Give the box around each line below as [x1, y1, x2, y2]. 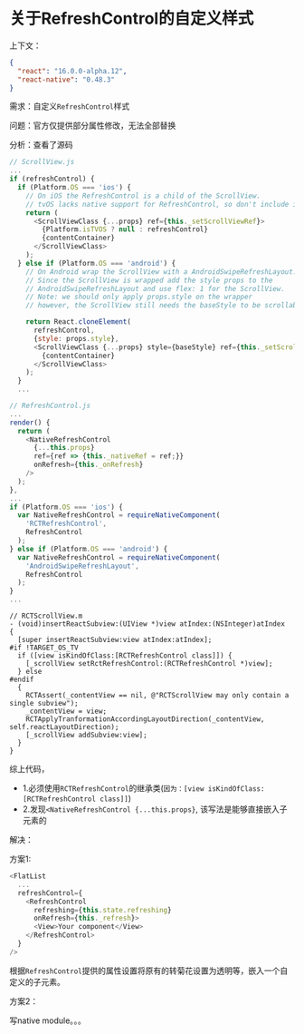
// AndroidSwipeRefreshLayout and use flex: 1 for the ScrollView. [25, 284, 285, 293]
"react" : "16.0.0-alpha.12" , [17, 66, 128, 75]
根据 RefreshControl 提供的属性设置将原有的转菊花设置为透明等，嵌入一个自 [9, 965, 289, 976]
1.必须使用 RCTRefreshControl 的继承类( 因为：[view [22, 783, 204, 794]
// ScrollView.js [9, 158, 75, 167]
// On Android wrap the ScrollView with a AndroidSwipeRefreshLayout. [25, 267, 298, 277]
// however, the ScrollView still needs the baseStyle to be [25, 301, 261, 310]
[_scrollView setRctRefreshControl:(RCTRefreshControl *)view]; [25, 659, 273, 668]
